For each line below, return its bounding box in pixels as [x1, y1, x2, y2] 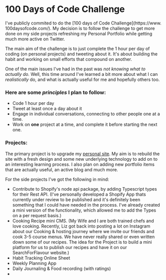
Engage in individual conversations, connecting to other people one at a [12, 111, 161, 117]
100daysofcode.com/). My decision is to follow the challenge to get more [5, 25, 155, 31]
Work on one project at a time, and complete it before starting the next [12, 121, 158, 128]
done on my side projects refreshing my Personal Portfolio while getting [5, 30, 153, 36]
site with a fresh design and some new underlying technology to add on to [5, 156, 158, 162]
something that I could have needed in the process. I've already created [12, 202, 161, 208]
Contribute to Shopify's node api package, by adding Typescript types [12, 186, 157, 192]
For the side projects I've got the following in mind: [5, 176, 110, 182]
